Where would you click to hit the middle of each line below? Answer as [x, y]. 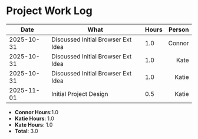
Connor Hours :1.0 [37, 112]
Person [179, 29]
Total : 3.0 [26, 131]
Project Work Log [49, 11]
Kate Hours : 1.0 [34, 124]
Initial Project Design [80, 94]
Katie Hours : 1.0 [34, 118]
